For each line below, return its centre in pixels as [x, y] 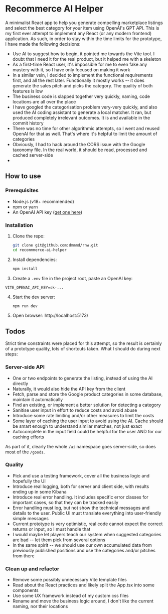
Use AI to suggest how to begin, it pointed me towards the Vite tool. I [83, 54]
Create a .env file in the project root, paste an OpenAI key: [72, 278]
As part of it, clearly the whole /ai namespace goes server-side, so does [81, 446]
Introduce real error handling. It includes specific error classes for [80, 497]
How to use [23, 176]
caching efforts [28, 437]
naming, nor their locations [40, 606]
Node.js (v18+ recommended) [43, 201]
